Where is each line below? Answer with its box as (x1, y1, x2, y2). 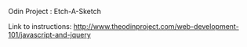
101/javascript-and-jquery (8, 31, 92, 39)
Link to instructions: (8, 22, 72, 31)
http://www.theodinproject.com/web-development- (73, 22, 239, 31)
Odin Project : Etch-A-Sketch (8, 7, 102, 16)
